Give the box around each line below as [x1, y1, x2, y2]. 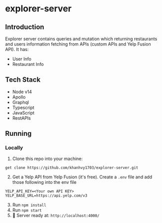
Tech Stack [5, 75, 41, 84]
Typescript [12, 105, 35, 111]
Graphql [12, 99, 29, 105]
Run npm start [12, 207, 42, 213]
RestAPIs [12, 115, 31, 121]
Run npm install [12, 202, 47, 208]
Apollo [12, 94, 26, 100]
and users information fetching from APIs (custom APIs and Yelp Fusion [5, 41, 151, 47]
